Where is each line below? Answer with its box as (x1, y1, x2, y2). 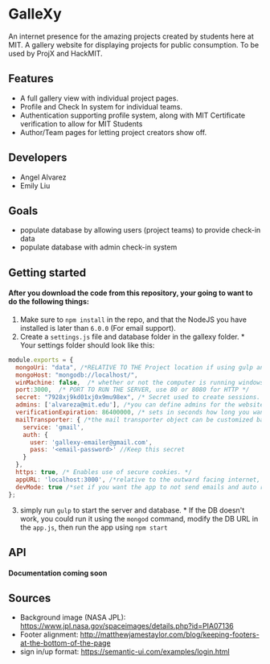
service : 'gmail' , (22, 423, 84, 431)
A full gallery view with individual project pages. (19, 93, 179, 103)
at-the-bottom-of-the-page (19, 638, 111, 648)
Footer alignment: (19, 629, 79, 640)
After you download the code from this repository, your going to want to (8, 288, 253, 298)
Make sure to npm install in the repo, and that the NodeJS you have (19, 315, 247, 324)
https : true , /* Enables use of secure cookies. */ (15, 468, 193, 476)
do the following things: (8, 297, 90, 307)
